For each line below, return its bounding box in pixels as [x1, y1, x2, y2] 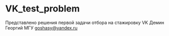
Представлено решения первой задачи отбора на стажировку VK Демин [5, 19, 164, 25]
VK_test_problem [5, 3, 80, 14]
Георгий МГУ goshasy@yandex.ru [5, 24, 78, 30]
